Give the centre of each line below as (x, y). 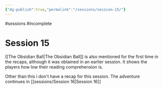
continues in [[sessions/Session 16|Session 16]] (53, 81)
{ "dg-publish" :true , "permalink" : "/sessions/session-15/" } (65, 9)
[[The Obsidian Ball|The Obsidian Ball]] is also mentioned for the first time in (82, 56)
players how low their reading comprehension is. (54, 67)
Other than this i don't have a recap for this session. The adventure (73, 76)
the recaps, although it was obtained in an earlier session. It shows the (76, 62)
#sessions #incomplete (29, 23)
